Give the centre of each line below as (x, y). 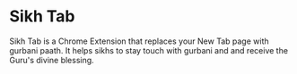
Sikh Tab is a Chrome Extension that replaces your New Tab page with (139, 41)
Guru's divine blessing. (52, 60)
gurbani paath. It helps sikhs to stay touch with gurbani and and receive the (149, 50)
